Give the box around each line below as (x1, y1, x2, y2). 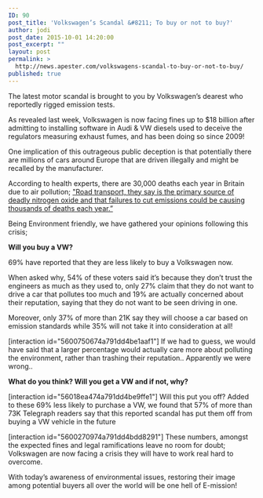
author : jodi (8, 26, 51, 34)
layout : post (8, 48, 51, 56)
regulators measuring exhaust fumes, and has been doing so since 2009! (8, 131, 245, 141)
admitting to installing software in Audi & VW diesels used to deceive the (8, 123, 243, 133)
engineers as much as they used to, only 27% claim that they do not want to (8, 281, 254, 290)
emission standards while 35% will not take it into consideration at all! (8, 321, 233, 330)
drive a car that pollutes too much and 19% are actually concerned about (8, 289, 244, 299)
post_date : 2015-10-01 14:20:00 (8, 33, 114, 42)
